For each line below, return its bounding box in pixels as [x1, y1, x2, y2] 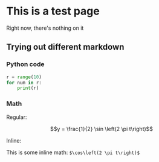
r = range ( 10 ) [6, 74, 42, 80]
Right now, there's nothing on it [6, 24, 84, 32]
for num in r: [6, 79, 42, 86]
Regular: [6, 113, 27, 121]
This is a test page [6, 4, 100, 18]
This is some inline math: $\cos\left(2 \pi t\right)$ [6, 149, 140, 156]
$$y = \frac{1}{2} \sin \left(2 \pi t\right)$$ [50, 125, 153, 132]
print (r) [17, 85, 39, 92]
